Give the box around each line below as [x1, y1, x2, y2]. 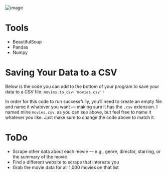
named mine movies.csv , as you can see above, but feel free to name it [5, 109, 151, 115]
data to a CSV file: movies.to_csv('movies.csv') [5, 88, 104, 94]
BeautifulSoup [12, 38, 42, 44]
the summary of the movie [12, 153, 67, 159]
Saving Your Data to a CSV [5, 67, 117, 78]
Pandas [12, 44, 29, 50]
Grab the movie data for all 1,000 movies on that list [12, 164, 119, 170]
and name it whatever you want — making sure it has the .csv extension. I [5, 103, 158, 109]
